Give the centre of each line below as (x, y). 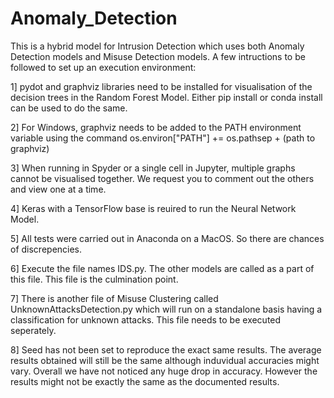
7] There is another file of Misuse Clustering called (114, 298)
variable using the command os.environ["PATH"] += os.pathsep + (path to (163, 138)
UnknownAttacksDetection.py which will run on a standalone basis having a (166, 309)
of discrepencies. (46, 249)
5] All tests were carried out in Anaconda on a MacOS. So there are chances (167, 238)
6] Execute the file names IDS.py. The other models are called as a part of (162, 268)
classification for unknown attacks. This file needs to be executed (146, 319)
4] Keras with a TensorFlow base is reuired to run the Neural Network (153, 208)
